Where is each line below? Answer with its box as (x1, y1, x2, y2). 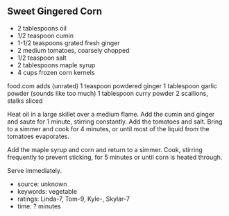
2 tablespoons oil (17, 24, 67, 32)
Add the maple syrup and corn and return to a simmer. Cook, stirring (7, 145, 203, 153)
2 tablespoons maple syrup (17, 60, 96, 69)
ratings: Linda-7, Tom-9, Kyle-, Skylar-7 (17, 194, 130, 203)
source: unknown (17, 180, 67, 188)
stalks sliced (7, 97, 43, 105)
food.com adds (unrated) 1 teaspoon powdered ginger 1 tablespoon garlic (7, 81, 217, 90)
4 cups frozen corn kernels (17, 68, 95, 76)
